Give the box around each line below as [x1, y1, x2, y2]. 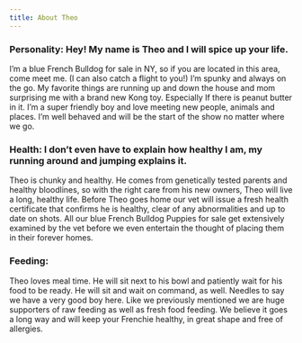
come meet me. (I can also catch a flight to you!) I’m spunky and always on [9, 73, 287, 84]
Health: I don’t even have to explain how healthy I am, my [9, 143, 263, 156]
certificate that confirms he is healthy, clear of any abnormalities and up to [9, 203, 286, 214]
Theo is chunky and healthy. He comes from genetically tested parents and [9, 175, 288, 185]
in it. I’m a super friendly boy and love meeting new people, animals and [9, 101, 276, 113]
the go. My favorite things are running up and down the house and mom [9, 82, 276, 93]
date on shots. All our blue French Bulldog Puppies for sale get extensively [9, 213, 285, 224]
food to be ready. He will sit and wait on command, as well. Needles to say [9, 284, 285, 295]
